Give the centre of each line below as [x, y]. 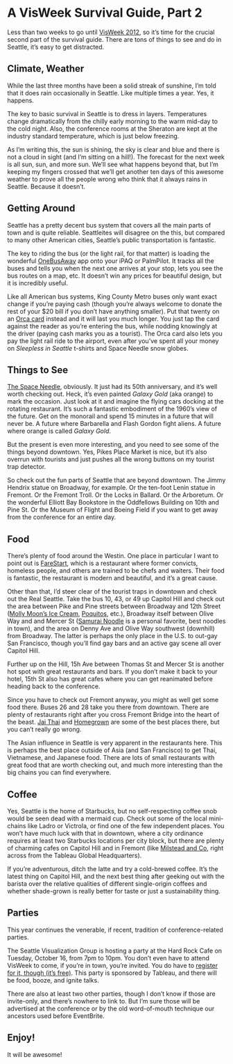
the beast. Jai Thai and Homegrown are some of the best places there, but [113, 722]
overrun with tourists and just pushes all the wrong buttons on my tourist [111, 459]
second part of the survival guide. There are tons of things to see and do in [114, 39]
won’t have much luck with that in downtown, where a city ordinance [105, 833]
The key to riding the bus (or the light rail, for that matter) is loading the [109, 253]
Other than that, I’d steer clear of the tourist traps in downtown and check [112, 591]
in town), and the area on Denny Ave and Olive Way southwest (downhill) [111, 628]
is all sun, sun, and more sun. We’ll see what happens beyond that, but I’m [113, 164]
